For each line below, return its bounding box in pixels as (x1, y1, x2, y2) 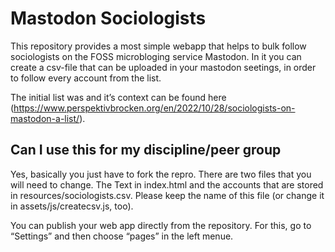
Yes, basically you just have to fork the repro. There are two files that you (10, 168, 312, 180)
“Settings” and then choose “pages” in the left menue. (10, 230, 234, 242)
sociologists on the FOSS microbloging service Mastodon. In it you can (10, 50, 302, 62)
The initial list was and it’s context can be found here (10, 91, 227, 103)
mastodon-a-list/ (10, 112, 80, 124)
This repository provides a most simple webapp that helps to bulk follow (10, 40, 307, 52)
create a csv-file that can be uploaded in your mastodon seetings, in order (10, 61, 317, 73)
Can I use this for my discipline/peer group (10, 142, 282, 159)
